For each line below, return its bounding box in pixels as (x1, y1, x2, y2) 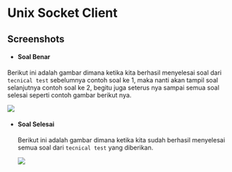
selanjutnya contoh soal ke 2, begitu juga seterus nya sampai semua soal (7, 83, 220, 92)
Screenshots (7, 33, 65, 45)
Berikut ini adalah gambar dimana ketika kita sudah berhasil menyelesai (17, 135, 226, 144)
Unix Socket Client (7, 5, 118, 21)
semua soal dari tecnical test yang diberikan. (17, 143, 154, 152)
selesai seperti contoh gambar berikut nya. (7, 90, 132, 99)
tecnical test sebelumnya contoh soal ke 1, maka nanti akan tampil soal (7, 75, 219, 84)
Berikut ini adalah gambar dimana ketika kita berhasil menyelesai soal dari (7, 68, 222, 77)
